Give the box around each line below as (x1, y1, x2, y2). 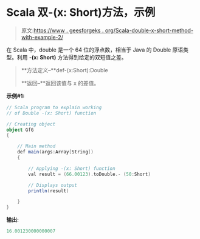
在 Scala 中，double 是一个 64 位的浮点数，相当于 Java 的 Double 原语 (6, 46, 184, 53)
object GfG (6, 127, 34, 133)
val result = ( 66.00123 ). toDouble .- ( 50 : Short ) (28, 171, 151, 177)
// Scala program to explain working (6, 104, 102, 110)
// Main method (17, 143, 56, 149)
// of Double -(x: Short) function (6, 110, 97, 116)
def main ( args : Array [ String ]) (17, 149, 94, 155)
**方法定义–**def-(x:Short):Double (21, 66, 108, 73)
